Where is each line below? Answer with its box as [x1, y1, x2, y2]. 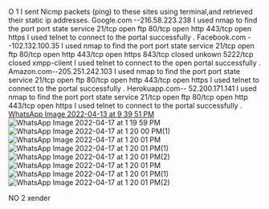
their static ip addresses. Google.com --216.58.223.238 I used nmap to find [8, 15, 258, 25]
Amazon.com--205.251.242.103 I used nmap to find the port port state [8, 67, 241, 76]
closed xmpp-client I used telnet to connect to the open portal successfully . [8, 58, 261, 68]
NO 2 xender [8, 193, 51, 203]
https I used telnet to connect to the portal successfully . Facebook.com [8, 32, 247, 42]
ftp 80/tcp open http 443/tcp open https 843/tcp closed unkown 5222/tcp [8, 50, 254, 59]
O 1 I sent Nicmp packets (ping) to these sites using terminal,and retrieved [8, 7, 253, 16]
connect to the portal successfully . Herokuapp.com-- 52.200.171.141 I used [8, 84, 257, 93]
